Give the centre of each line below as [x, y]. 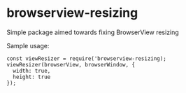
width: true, [32, 71]
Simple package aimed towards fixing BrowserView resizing [93, 32]
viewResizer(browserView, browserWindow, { [71, 64]
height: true [32, 77]
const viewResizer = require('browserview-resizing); [87, 58]
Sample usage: [28, 45]
